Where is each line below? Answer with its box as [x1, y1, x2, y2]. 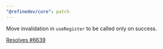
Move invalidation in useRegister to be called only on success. [6, 25, 157, 32]
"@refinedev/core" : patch [6, 8, 69, 15]
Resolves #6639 [6, 36, 46, 43]
